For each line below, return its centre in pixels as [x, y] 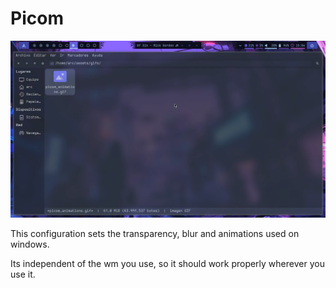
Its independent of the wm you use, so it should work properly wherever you [167, 263]
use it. [23, 274]
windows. [30, 244]
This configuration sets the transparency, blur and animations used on [155, 233]
